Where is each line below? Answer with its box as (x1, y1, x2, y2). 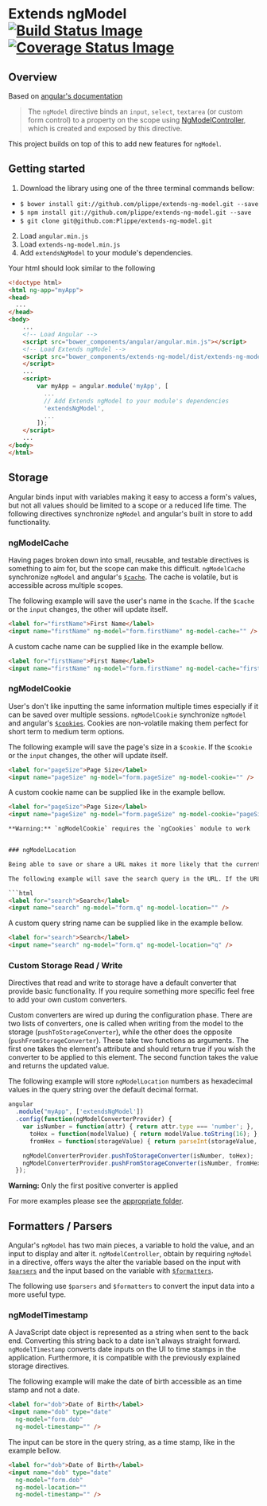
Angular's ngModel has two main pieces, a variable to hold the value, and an (8, 1240, 254, 1250)
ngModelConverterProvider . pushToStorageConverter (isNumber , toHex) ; (22, 1151, 254, 1160)
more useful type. (8, 1290, 66, 1299)
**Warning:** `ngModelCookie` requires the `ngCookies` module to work (8, 825, 250, 833)
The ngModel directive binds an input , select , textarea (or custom (27, 107, 243, 116)
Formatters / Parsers (8, 1219, 113, 1233)
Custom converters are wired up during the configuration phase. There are (8, 1010, 253, 1020)
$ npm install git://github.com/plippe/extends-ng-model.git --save (19, 208, 252, 216)
